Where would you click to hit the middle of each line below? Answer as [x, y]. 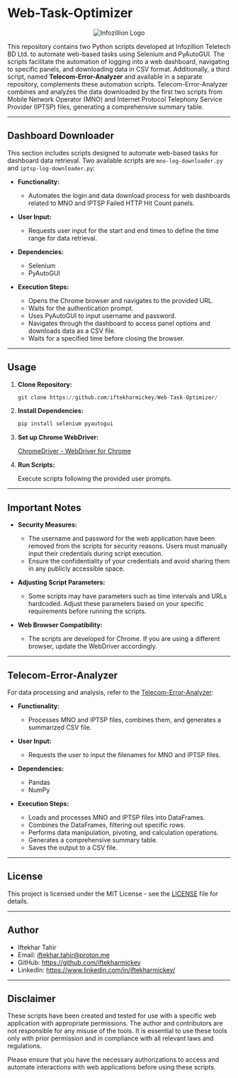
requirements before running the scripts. [87, 611]
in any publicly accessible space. [76, 568]
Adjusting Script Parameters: [61, 583]
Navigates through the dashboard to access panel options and [119, 323]
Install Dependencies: [50, 411]
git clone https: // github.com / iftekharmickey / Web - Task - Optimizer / [118, 397]
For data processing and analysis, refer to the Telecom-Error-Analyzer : [110, 692]
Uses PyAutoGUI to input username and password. [102, 315]
